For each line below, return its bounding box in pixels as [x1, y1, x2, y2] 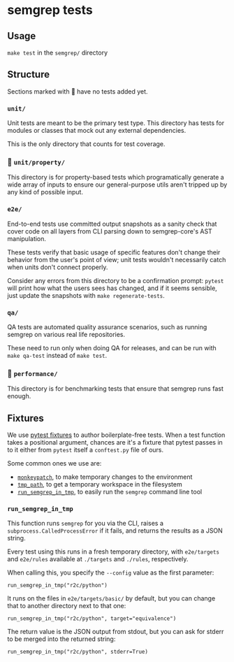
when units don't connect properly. [7, 263, 108, 271]
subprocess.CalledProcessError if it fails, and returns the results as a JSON [7, 526, 224, 535]
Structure [7, 69, 50, 80]
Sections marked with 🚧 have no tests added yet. [7, 87, 148, 96]
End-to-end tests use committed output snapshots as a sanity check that [7, 220, 217, 228]
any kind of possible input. [7, 188, 84, 196]
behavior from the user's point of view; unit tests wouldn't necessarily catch [7, 255, 226, 264]
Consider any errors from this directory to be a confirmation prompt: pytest [7, 276, 224, 285]
